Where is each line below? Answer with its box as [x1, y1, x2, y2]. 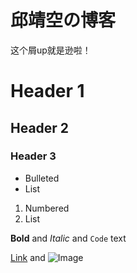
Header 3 [10, 149, 57, 163]
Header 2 [10, 119, 70, 136]
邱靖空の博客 [10, 9, 117, 32]
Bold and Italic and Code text [10, 232, 127, 244]
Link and [10, 251, 46, 263]
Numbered [24, 202, 70, 214]
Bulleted [24, 172, 60, 184]
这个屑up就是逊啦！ [10, 44, 92, 56]
